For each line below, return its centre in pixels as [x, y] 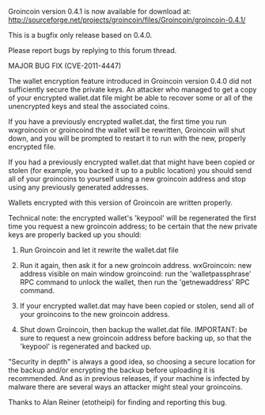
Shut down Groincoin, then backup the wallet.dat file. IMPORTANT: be [133, 330]
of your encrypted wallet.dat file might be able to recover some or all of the [131, 98]
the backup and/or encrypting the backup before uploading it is [112, 370]
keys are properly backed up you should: [75, 235]
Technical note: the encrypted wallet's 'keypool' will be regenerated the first [132, 218]
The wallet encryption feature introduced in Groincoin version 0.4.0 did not [130, 81]
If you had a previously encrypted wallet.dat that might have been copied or [132, 162]
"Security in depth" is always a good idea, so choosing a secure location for [132, 362]
